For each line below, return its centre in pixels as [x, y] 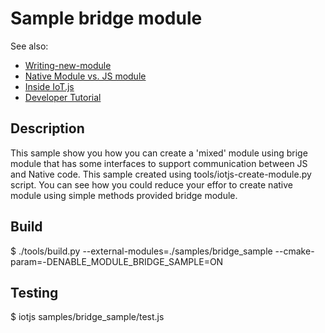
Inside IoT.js [49, 86]
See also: [29, 46]
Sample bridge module [106, 18]
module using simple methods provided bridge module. [124, 195]
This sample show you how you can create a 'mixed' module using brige [159, 153]
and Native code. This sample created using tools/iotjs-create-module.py [161, 174]
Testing [34, 292]
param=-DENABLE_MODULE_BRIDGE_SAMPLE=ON [117, 261]
